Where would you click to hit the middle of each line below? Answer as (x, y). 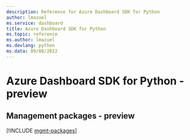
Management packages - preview (71, 116)
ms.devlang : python (31, 46)
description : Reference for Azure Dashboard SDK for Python (83, 12)
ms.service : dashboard (35, 23)
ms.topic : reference (32, 34)
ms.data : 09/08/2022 (32, 51)
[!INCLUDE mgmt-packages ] (41, 130)
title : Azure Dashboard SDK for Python (56, 29)
